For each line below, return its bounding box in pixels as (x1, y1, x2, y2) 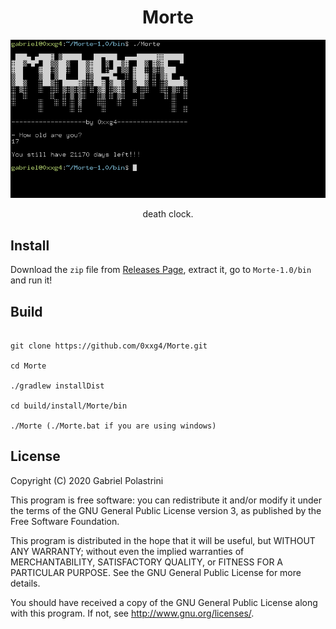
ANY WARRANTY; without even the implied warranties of (10, 545, 245, 557)
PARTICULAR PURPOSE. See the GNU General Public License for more (10, 566, 302, 578)
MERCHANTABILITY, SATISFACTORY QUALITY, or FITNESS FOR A (10, 556, 283, 568)
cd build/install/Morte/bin (10, 401, 128, 411)
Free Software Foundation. (10, 515, 120, 527)
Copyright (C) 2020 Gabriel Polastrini (10, 474, 164, 486)
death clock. (142, 208, 194, 220)
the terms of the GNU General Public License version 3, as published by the (10, 504, 322, 516)
